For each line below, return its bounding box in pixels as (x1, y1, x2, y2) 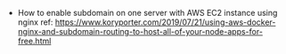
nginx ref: (17, 17, 53, 27)
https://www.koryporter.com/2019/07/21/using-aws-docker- (54, 17, 276, 27)
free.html (17, 35, 52, 46)
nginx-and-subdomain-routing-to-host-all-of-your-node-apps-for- (17, 27, 263, 36)
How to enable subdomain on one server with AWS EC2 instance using (17, 8, 278, 18)
